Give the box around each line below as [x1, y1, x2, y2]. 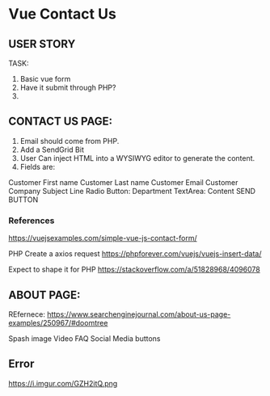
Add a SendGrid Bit [19, 145, 85, 154]
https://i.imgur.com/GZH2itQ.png [8, 378, 118, 388]
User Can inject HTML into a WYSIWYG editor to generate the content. [19, 153, 255, 162]
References [8, 215, 55, 226]
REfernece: [8, 309, 46, 319]
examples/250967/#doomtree [8, 318, 108, 327]
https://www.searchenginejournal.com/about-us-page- [47, 309, 231, 319]
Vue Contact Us [8, 5, 117, 23]
